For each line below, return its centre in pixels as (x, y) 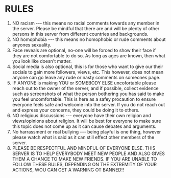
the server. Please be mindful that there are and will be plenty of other (86, 28)
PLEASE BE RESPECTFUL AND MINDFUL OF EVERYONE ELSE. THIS (84, 148)
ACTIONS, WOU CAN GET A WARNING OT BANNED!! (68, 170)
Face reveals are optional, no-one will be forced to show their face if (84, 50)
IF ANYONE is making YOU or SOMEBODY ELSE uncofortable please (84, 83)
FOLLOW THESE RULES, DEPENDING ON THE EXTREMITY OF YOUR (84, 164)
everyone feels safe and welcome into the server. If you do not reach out (89, 104)
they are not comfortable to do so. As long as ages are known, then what (89, 55)
